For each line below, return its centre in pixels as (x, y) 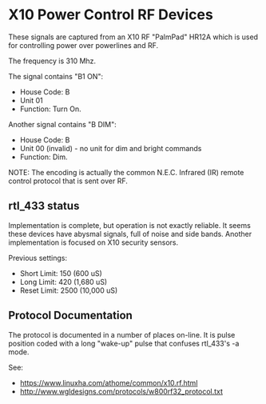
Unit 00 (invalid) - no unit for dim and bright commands (111, 148)
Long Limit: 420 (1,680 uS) (64, 282)
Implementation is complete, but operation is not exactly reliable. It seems (130, 225)
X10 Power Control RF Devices (111, 15)
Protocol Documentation (71, 316)
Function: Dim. (44, 157)
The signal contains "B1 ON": (56, 76)
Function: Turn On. (50, 109)
